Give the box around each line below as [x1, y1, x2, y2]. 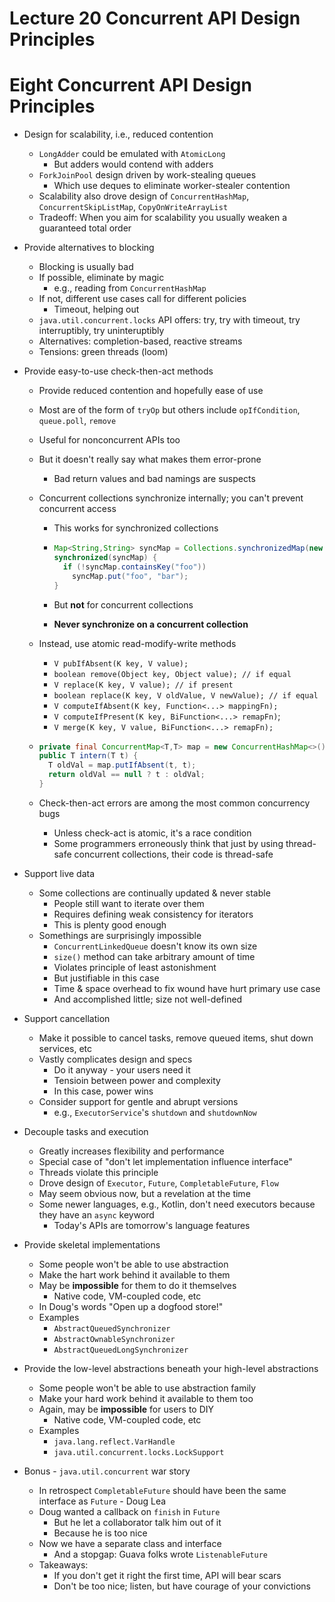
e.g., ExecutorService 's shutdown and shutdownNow [53, 1106, 257, 1118]
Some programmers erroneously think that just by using [53, 837, 284, 849]
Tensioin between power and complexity [53, 1074, 221, 1086]
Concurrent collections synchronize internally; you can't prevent [38, 492, 304, 504]
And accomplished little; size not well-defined [53, 993, 243, 1005]
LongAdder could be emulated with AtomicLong [38, 148, 226, 160]
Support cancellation [23, 1012, 111, 1024]
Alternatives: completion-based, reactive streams [38, 335, 243, 347]
